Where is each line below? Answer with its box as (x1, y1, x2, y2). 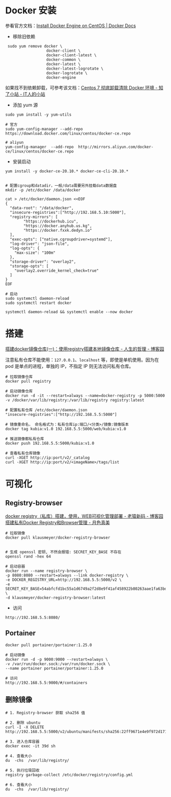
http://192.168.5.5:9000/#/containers (5, 680, 88, 685)
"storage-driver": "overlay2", (10, 259, 76, 264)
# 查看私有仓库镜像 (5, 451, 41, 456)
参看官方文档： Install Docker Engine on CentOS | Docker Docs (5, 23, 136, 29)
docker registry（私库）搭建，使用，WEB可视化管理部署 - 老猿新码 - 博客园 (5, 513, 164, 519)
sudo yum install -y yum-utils (5, 112, 72, 117)
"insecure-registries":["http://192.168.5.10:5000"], (10, 210, 126, 215)
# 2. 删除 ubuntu (5, 720, 41, 725)
